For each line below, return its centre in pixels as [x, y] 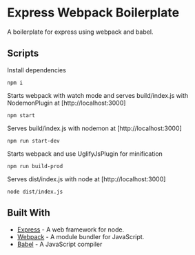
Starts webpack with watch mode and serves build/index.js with [98, 95]
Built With [29, 213]
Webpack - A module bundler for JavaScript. [81, 236]
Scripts [23, 53]
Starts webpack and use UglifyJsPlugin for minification [85, 154]
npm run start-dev [33, 141]
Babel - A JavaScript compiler [60, 244]
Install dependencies [37, 70]
